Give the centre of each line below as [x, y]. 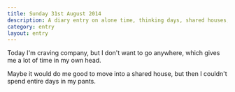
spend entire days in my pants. [52, 82]
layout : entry [28, 33]
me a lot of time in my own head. [54, 61]
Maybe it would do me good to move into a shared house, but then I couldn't [117, 74]
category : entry [31, 26]
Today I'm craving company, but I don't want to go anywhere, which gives [114, 53]
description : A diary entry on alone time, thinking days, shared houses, [119, 20]
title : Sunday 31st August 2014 [54, 14]
